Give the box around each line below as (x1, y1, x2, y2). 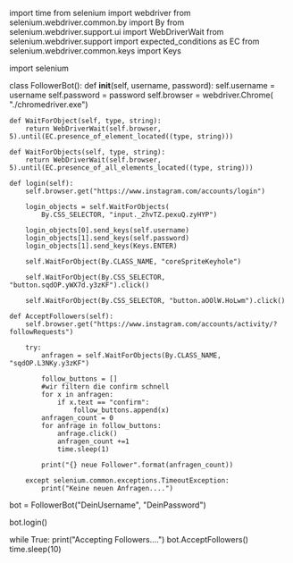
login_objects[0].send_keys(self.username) (25, 226, 190, 235)
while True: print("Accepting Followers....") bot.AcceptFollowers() (9, 534, 248, 544)
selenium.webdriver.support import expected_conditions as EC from (9, 36, 260, 46)
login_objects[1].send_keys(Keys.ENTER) (25, 241, 178, 250)
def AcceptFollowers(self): (9, 312, 114, 321)
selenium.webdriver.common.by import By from (9, 17, 185, 28)
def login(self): (9, 179, 74, 188)
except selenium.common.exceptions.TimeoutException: (25, 476, 230, 485)
